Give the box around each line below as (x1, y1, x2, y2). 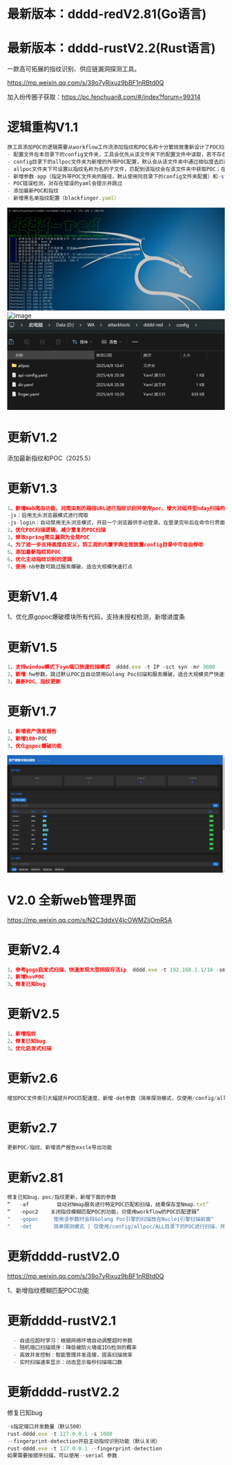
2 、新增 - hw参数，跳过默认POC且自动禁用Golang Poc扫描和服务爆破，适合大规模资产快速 (7, 671, 224, 678)
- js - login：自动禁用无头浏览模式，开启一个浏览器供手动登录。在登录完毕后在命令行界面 (7, 519, 226, 526)
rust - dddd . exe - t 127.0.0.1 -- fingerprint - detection (7, 1445, 162, 1452)
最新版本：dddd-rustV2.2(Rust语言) (7, 41, 216, 56)
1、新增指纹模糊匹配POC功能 (7, 1286, 90, 1294)
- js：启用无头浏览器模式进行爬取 (7, 512, 88, 519)
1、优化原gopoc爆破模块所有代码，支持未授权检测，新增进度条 (7, 613, 185, 621)
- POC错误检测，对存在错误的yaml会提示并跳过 (7, 180, 123, 187)
